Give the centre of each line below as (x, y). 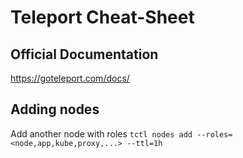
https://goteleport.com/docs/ (70, 78)
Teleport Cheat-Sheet (102, 17)
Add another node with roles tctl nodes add (101, 133)
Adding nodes (55, 109)
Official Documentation (84, 54)
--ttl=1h (144, 143)
